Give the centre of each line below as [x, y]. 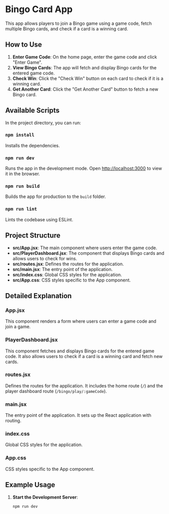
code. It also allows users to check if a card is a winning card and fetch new [84, 356]
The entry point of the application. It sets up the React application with [78, 415]
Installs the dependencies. [33, 145]
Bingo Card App [39, 9]
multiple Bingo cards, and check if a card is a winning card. [67, 28]
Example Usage [30, 485]
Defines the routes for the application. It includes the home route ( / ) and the [84, 385]
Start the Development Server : [45, 497]
